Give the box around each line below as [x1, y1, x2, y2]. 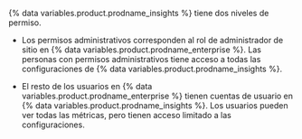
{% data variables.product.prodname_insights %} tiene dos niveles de [8, 8, 269, 18]
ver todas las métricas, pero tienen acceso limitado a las [21, 110, 232, 120]
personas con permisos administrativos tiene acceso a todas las [21, 54, 261, 64]
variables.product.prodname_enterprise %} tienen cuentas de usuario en [21, 90, 294, 101]
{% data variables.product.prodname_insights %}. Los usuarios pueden [21, 100, 288, 111]
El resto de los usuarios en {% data [21, 81, 153, 91]
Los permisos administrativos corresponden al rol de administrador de [21, 35, 284, 45]
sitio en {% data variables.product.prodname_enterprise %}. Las [21, 44, 261, 55]
